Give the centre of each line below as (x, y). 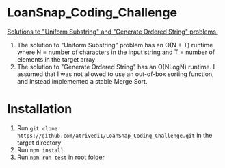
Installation (40, 109)
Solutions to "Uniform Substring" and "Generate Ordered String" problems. (112, 32)
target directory (39, 143)
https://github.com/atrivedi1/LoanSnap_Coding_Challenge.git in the (115, 135)
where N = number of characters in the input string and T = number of (116, 52)
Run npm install (40, 149)
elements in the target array (56, 59)
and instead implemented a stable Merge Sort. (82, 81)
